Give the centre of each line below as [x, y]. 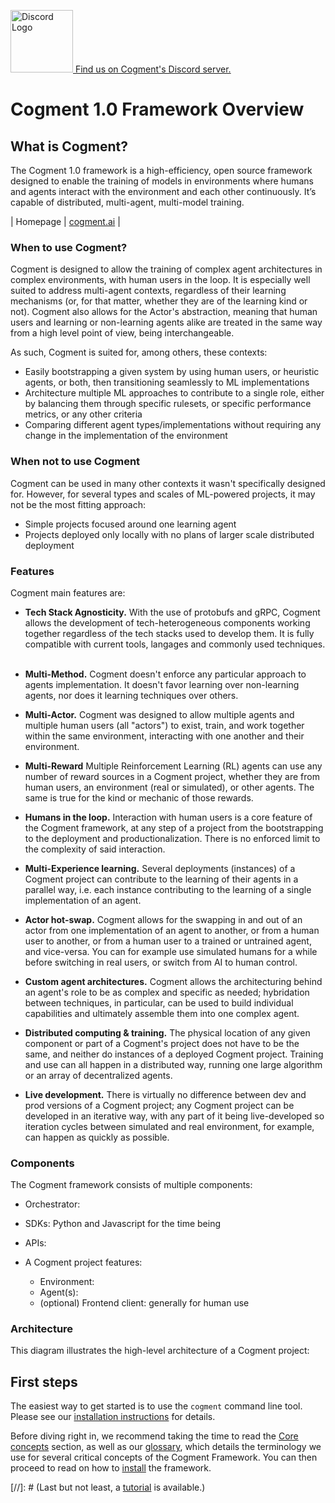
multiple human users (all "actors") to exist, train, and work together [164, 725]
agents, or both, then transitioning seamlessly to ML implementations [167, 382]
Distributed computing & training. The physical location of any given [167, 1032]
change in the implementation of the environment [126, 436]
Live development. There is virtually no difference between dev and [165, 1094]
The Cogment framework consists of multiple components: [131, 1185]
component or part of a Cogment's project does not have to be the [162, 1043]
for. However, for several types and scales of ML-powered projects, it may [163, 494]
